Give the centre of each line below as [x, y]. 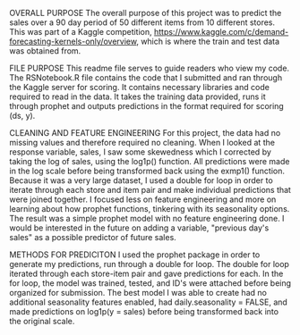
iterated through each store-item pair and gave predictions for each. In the [146, 273]
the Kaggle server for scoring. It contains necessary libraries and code [140, 87]
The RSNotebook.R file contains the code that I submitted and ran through [146, 78]
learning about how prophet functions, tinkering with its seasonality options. [150, 209]
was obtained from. [45, 51]
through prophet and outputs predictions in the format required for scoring [146, 106]
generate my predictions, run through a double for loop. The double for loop [149, 264]
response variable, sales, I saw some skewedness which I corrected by [140, 152]
